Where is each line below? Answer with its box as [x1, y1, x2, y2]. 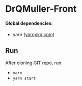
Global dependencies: [5, 20, 53, 26]
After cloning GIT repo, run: [5, 60, 63, 66]
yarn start [12, 76, 36, 81]
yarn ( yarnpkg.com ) [12, 32, 55, 38]
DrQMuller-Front [5, 3, 77, 15]
